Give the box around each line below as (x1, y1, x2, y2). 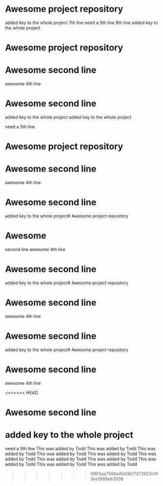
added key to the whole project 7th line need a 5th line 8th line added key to (5, 20, 158, 26)
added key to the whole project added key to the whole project (5, 114, 132, 120)
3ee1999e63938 (90, 476, 124, 482)
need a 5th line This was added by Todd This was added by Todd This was (5, 445, 156, 451)
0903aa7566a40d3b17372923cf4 (90, 470, 158, 477)
